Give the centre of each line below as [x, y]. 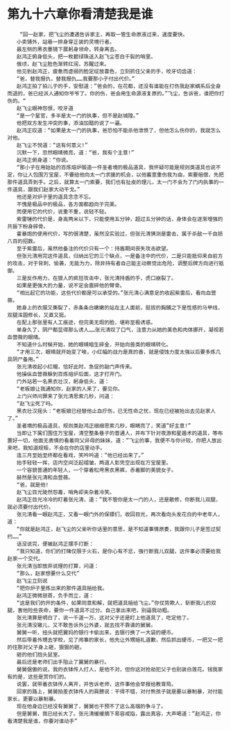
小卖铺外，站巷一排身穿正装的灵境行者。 [66, 42]
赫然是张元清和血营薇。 [45, 477]
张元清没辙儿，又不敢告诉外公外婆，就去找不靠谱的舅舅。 [86, 625]
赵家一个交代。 [25, 559]
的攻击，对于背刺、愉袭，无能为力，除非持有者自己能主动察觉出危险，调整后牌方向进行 [113, 263]
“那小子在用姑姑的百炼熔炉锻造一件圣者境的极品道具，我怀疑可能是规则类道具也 [113, 167]
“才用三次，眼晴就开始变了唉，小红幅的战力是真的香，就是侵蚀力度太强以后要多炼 [116, 352]
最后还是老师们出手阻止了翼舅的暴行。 [63, 662]
